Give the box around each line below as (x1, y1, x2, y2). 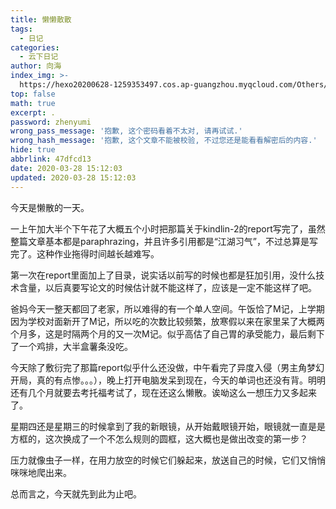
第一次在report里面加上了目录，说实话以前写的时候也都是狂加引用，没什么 (10, 269, 317, 281)
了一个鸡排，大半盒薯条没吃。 (10, 340, 133, 352)
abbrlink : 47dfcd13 (10, 154, 92, 164)
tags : (10, 24, 33, 34)
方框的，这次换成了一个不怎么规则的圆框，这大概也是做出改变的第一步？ (10, 432, 308, 445)
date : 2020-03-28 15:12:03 (10, 163, 123, 173)
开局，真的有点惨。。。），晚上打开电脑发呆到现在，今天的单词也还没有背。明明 (10, 374, 326, 386)
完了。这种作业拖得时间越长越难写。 (10, 247, 160, 260)
